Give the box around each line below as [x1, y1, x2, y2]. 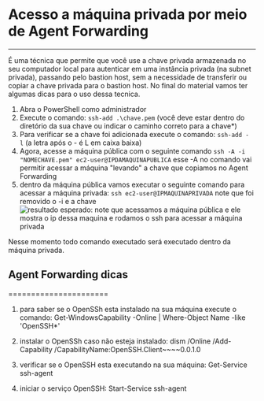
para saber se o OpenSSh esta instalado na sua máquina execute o [19, 304, 237, 314]
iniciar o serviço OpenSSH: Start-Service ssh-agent [19, 384, 187, 393]
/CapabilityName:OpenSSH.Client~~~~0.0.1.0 [53, 344, 201, 354]
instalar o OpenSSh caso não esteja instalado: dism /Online [19, 336, 211, 346]
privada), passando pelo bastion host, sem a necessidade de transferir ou [8, 72, 247, 82]
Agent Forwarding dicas [8, 268, 128, 281]
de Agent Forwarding [8, 22, 149, 40]
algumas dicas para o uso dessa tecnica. [8, 89, 141, 98]
